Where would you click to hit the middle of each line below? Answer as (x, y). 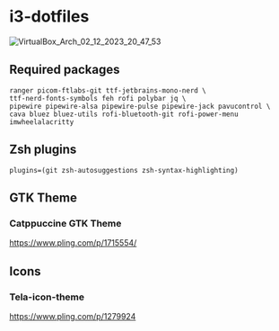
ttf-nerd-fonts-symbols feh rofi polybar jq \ (98, 98)
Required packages (65, 70)
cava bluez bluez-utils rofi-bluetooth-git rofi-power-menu (124, 114)
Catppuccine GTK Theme (65, 223)
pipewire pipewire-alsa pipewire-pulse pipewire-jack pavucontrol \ (140, 106)
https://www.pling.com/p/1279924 (73, 316)
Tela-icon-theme (47, 297)
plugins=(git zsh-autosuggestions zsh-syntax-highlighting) (124, 170)
